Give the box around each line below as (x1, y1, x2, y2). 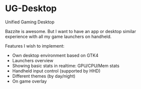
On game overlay (12, 78, 47, 84)
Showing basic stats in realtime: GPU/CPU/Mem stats (12, 63, 120, 69)
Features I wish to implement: (5, 43, 65, 49)
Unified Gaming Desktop (5, 19, 55, 25)
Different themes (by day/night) (12, 73, 76, 79)
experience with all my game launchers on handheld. (5, 34, 112, 39)
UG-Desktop (5, 3, 57, 14)
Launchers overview (12, 57, 54, 63)
